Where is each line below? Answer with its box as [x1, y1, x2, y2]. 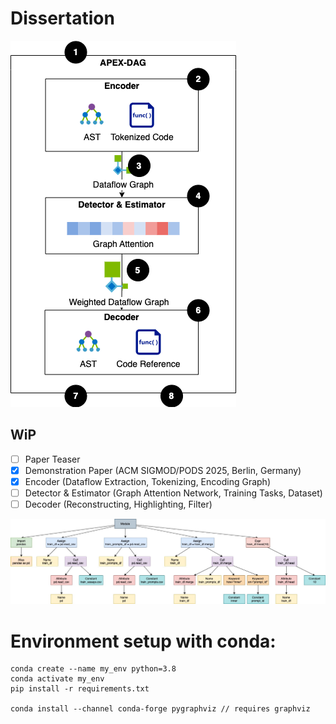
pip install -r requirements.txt [10, 684, 150, 694]
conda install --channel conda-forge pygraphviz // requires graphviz [10, 704, 311, 714]
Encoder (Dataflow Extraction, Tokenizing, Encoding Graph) [24, 475, 271, 487]
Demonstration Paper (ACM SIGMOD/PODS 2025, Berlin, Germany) [24, 464, 302, 476]
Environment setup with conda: [10, 630, 277, 652]
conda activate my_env [10, 674, 105, 684]
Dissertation [10, 7, 115, 30]
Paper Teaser [24, 453, 81, 465]
